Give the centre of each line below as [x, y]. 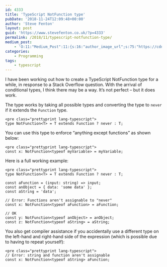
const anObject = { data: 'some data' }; [49, 187]
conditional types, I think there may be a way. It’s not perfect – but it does [80, 90]
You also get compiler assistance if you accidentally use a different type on [82, 231]
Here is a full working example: [37, 161]
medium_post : [19, 42]
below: [12, 138]
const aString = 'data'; [31, 192]
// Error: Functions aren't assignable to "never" [59, 200]
